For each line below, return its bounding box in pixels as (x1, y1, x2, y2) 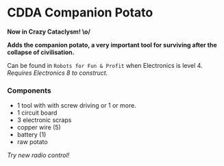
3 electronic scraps (16, 116, 72, 124)
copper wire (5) (16, 123, 62, 132)
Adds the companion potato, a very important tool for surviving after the (7, 40, 217, 49)
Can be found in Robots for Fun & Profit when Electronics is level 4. (7, 61, 203, 69)
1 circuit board (16, 108, 58, 117)
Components (7, 86, 51, 95)
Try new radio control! (7, 151, 70, 159)
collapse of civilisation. (7, 48, 75, 56)
